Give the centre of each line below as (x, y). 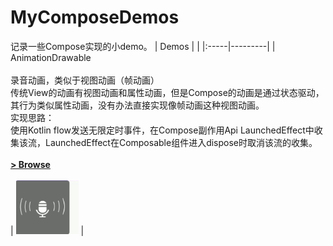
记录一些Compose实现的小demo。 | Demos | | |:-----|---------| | (143, 46)
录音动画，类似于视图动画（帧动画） (85, 80)
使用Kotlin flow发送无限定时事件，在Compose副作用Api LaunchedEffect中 (162, 130)
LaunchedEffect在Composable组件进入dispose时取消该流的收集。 (181, 142)
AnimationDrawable (51, 57)
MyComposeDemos (95, 17)
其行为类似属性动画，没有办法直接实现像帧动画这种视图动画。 (137, 105)
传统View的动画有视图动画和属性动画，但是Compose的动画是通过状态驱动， (167, 92)
